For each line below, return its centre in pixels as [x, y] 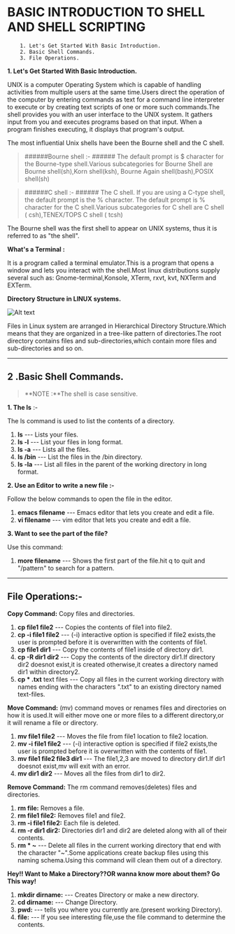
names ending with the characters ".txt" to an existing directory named [119, 687]
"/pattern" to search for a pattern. [66, 568]
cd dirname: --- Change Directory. [67, 902]
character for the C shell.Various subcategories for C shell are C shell [124, 207]
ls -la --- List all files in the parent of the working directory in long [112, 464]
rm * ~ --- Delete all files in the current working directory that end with [119, 845]
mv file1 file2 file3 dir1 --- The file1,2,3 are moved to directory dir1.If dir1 [121, 758]
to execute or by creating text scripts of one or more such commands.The [114, 107]
